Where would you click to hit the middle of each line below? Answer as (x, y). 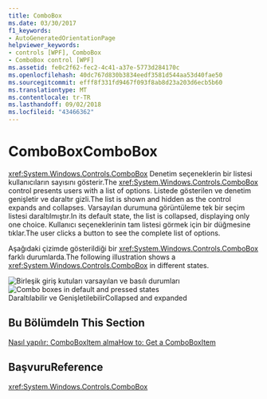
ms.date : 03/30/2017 (43, 23)
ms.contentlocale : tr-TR (49, 97)
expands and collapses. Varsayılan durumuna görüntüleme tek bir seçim (127, 207)
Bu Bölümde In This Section (77, 323)
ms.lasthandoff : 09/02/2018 (55, 105)
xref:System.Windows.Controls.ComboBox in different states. (109, 265)
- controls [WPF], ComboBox (55, 53)
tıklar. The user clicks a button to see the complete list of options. (114, 233)
